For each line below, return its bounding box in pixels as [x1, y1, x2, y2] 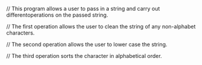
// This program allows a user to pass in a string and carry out [6, 5, 160, 12]
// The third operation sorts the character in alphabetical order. [6, 52, 162, 59]
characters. [6, 29, 35, 36]
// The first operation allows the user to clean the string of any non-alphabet [6, 23, 196, 30]
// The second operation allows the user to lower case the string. [6, 41, 168, 48]
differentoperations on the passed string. [6, 11, 108, 18]
